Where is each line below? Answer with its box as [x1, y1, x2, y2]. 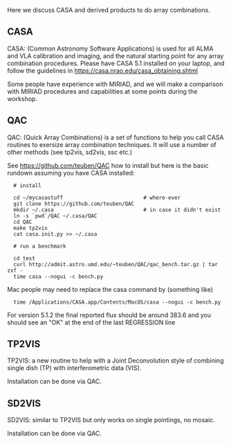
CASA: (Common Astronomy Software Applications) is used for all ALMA [7, 44, 214, 53]
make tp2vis [13, 225, 48, 232]
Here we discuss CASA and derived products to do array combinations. [7, 6, 211, 14]
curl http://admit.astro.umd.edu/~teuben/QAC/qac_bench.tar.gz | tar [13, 261, 218, 268]
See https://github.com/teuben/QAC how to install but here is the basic [7, 161, 209, 169]
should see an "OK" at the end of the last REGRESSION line [7, 318, 176, 327]
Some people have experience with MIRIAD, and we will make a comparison [7, 80, 223, 88]
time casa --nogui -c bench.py [13, 273, 104, 280]
